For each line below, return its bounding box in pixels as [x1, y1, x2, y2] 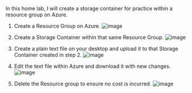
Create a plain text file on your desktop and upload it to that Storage [14, 45, 178, 52]
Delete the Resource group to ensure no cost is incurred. [14, 80, 151, 87]
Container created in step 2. [14, 51, 82, 58]
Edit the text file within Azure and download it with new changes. [14, 63, 171, 70]
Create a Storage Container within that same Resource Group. [14, 34, 164, 40]
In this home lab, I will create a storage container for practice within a [5, 5, 173, 12]
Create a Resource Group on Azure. [14, 23, 100, 29]
